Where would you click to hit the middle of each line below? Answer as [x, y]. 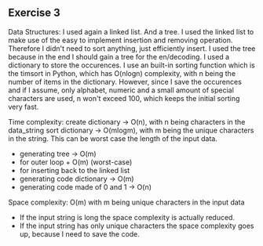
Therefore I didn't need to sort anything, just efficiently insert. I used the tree [132, 48]
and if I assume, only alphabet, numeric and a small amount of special [121, 90]
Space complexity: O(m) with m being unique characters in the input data [126, 202]
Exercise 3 [34, 13]
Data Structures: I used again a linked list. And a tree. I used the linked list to [131, 31]
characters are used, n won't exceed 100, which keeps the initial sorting [124, 98]
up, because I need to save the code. [79, 233]
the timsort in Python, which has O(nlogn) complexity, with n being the [122, 73]
